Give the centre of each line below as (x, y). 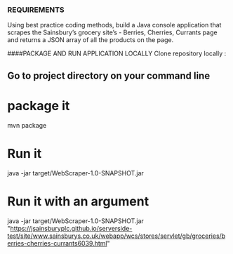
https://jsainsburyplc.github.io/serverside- (71, 228)
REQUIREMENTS (36, 10)
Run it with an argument (78, 201)
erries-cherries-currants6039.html (57, 243)
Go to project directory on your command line (109, 75)
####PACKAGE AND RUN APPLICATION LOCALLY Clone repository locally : (117, 53)
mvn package (27, 125)
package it (39, 106)
